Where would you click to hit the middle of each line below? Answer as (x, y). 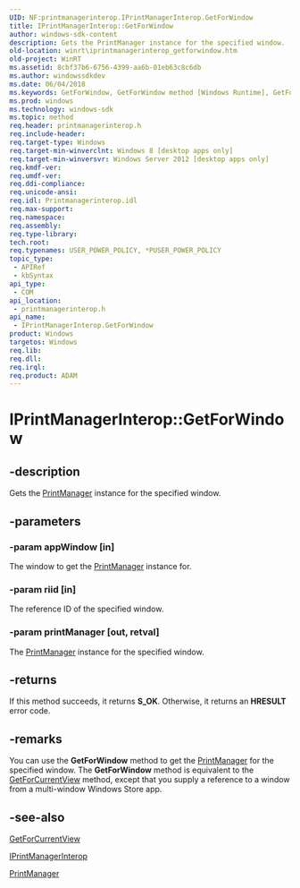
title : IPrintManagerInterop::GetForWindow (92, 26)
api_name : (28, 317)
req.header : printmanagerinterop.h (75, 126)
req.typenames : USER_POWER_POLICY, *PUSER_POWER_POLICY (115, 251)
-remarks (36, 739)
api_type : (28, 284)
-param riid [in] (43, 589)
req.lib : (25, 350)
